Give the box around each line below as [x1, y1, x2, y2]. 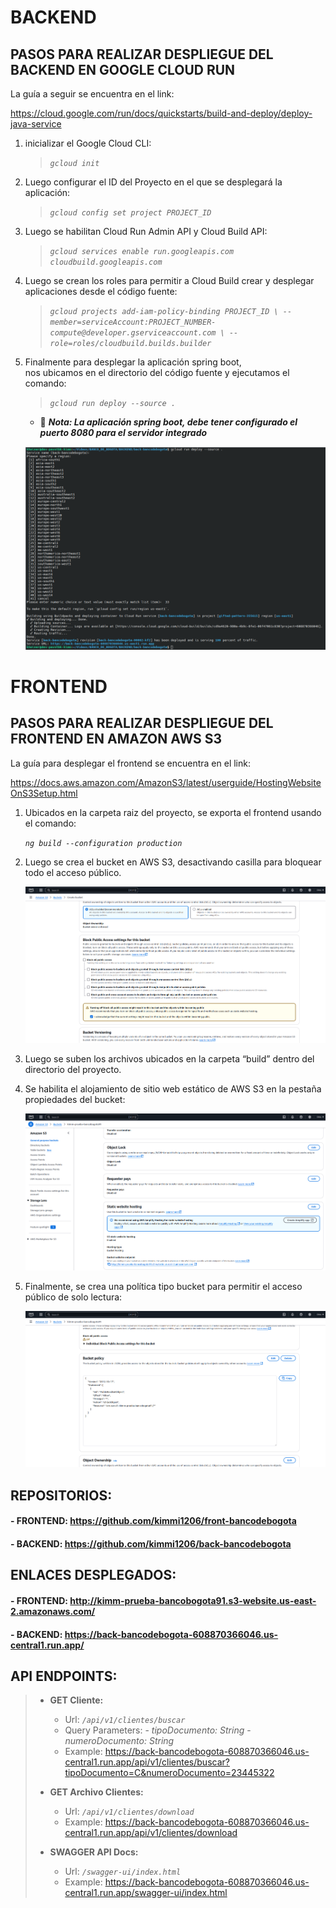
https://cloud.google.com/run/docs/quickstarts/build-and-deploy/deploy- [10, 107, 313, 119]
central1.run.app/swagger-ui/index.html [64, 1887, 228, 1899]
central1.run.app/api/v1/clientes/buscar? [64, 1756, 230, 1768]
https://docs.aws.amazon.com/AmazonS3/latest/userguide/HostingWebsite [10, 776, 322, 788]
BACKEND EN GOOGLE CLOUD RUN [10, 61, 236, 78]
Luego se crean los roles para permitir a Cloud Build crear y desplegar [24, 275, 315, 286]
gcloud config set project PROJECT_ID [49, 208, 212, 218]
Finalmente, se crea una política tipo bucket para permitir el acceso [24, 1280, 303, 1292]
